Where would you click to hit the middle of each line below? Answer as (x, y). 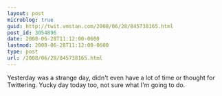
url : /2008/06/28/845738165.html (55, 58)
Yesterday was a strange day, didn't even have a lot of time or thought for (111, 77)
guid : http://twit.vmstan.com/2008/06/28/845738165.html (90, 26)
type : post (23, 52)
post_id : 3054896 (32, 33)
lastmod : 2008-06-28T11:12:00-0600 (58, 45)
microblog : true (30, 20)
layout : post (26, 13)
